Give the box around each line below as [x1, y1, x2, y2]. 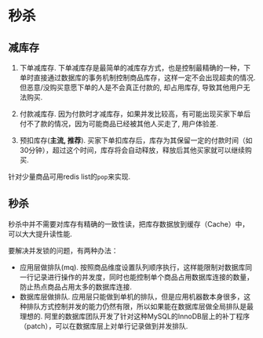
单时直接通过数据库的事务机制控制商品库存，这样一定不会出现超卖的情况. [19, 73, 256, 82]
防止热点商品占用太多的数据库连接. [19, 282, 132, 291]
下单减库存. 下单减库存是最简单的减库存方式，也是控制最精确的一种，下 [19, 64, 251, 72]
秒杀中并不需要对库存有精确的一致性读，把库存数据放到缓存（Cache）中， [8, 219, 250, 228]
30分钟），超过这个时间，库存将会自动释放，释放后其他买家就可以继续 [19, 146, 246, 154]
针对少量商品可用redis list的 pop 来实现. [8, 172, 131, 181]
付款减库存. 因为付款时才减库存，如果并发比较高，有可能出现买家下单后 [19, 109, 251, 118]
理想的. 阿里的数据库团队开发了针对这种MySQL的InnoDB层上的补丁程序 [19, 311, 250, 321]
